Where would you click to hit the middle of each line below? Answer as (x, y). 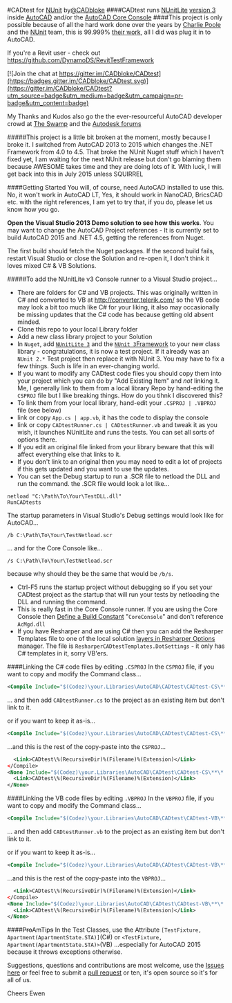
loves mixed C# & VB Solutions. (52, 265)
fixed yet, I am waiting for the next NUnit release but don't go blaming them (114, 159)
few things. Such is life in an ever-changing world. (88, 366)
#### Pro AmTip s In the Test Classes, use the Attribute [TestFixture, (104, 930)
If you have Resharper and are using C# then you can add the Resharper (120, 631)
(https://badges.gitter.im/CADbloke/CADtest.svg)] (78, 81)
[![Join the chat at (32, 73)
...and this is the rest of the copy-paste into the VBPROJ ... (86, 878)
